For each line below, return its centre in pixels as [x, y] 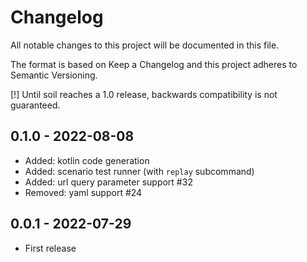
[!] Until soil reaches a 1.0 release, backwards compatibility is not [144, 94]
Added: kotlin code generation [87, 160]
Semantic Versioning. [54, 75]
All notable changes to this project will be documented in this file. [145, 45]
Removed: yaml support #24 [83, 192]
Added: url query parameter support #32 [108, 182]
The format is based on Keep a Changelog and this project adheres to [154, 64]
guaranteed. [35, 105]
